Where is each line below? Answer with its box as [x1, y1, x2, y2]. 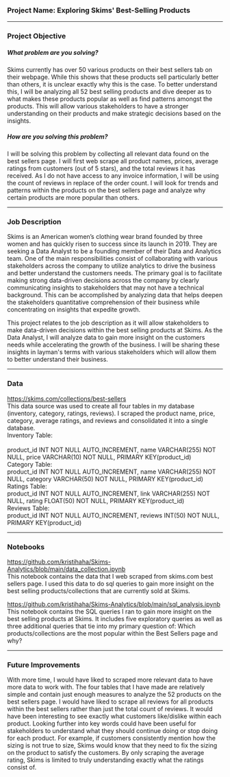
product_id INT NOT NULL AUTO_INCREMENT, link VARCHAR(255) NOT [7, 489, 211, 498]
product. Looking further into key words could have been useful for [7, 719, 196, 728]
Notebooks [7, 542, 45, 551]
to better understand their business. [7, 356, 108, 364]
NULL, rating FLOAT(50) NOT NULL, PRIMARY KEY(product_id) [7, 496, 185, 505]
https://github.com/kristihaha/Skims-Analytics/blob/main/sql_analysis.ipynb [7, 600, 220, 609]
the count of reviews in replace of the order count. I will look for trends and [7, 179, 218, 187]
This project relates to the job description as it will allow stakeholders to [7, 318, 209, 327]
